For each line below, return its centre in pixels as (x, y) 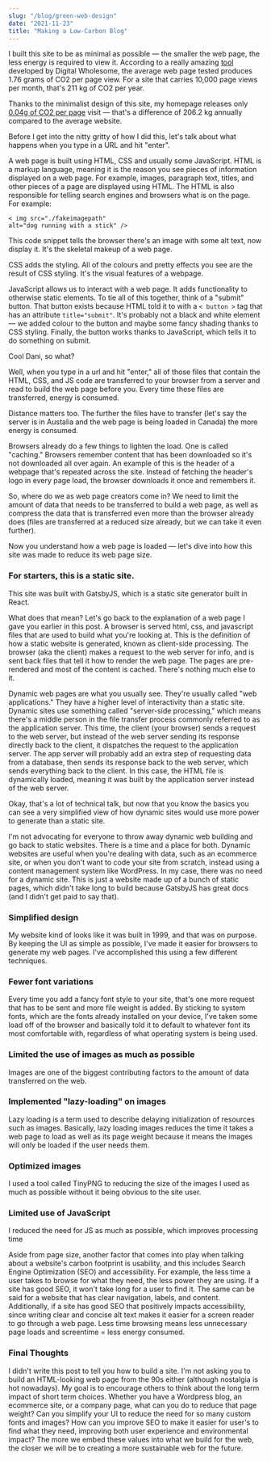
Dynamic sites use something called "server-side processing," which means (135, 710)
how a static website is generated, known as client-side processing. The (128, 643)
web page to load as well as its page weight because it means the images (131, 1136)
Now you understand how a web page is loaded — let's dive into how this (130, 546)
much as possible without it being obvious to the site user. (105, 1192)
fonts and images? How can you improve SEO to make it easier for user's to (134, 1422)
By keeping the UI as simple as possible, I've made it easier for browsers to (133, 943)
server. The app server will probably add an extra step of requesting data (130, 753)
